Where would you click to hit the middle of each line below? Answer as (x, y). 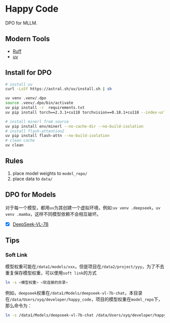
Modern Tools (28, 39)
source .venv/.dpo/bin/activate (39, 103)
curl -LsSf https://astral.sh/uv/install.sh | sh (59, 89)
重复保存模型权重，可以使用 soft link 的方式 (51, 273)
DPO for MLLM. (22, 23)
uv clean (14, 145)
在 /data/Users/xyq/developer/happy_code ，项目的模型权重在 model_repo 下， (84, 299)
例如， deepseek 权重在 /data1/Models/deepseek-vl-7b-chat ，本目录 (74, 293)
